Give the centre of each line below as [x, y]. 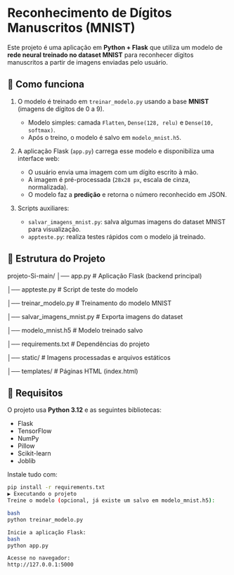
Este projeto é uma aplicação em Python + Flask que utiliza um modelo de [115, 47]
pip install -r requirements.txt [56, 487]
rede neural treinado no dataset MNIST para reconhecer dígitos [100, 55]
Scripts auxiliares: [43, 208]
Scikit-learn [34, 453]
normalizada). [48, 187]
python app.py [28, 545]
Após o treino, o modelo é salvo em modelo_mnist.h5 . [104, 137]
